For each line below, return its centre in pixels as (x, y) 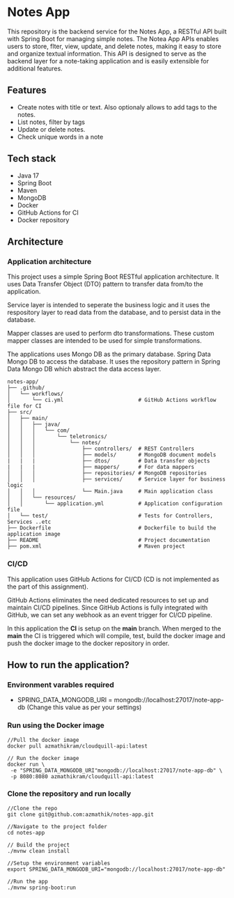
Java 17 (28, 176)
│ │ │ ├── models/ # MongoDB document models (112, 455)
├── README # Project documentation (109, 541)
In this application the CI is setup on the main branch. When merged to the (114, 628)
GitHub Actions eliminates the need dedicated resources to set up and (108, 600)
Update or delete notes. (51, 129)
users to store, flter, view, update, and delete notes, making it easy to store (114, 46)
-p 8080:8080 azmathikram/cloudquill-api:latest (82, 776)
